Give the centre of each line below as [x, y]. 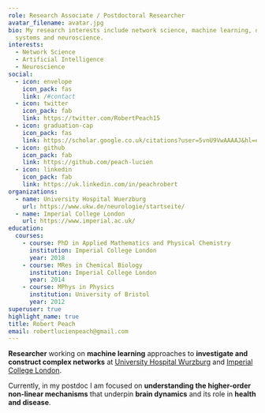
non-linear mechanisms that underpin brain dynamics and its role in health [132, 394]
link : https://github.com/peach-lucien [88, 163]
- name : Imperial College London [70, 214]
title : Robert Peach [42, 324]
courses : [30, 236]
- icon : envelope [44, 81]
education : [26, 229]
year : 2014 [47, 280]
